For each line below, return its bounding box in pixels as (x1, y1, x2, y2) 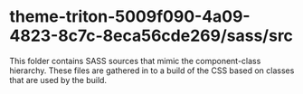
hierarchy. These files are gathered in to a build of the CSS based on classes (9, 65, 295, 76)
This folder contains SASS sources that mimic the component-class (9, 55, 261, 66)
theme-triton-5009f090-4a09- (9, 6, 251, 27)
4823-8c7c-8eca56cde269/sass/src (9, 25, 294, 46)
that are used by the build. (9, 74, 107, 85)
